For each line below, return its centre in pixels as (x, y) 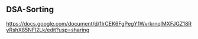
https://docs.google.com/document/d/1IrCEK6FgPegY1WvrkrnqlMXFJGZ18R (99, 23)
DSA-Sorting (30, 10)
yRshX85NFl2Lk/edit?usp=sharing (48, 30)
